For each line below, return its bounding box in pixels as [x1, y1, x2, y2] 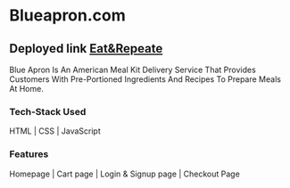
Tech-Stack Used [9, 105, 87, 118]
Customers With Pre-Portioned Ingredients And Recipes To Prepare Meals [9, 74, 281, 85]
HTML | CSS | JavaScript [9, 126, 101, 136]
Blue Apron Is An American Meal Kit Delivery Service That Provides [9, 64, 256, 75]
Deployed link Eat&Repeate [9, 41, 163, 56]
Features [9, 148, 49, 160]
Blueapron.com [9, 5, 127, 26]
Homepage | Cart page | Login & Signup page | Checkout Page [9, 168, 241, 179]
